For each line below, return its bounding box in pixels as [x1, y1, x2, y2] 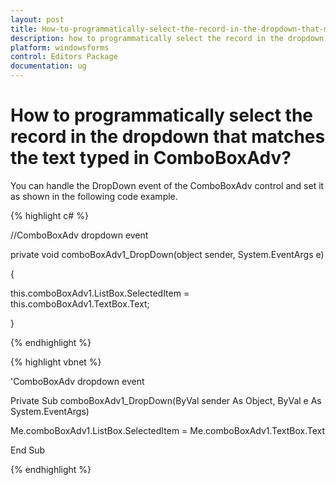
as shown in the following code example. [10, 190, 178, 202]
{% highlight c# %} [10, 209, 89, 221]
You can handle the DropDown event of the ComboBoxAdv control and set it [10, 179, 325, 191]
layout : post [10, 14, 65, 25]
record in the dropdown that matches [10, 126, 326, 148]
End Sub [10, 444, 46, 456]
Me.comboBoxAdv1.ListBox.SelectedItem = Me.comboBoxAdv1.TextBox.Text [10, 424, 326, 436]
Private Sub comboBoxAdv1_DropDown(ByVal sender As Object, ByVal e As [10, 394, 322, 406]
